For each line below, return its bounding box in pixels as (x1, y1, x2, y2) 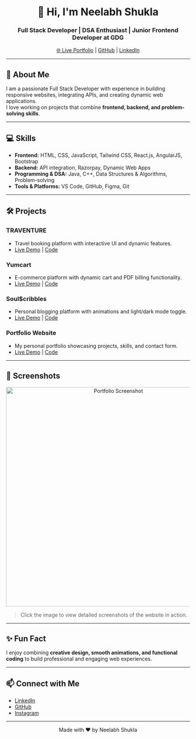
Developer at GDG (72, 33, 124, 42)
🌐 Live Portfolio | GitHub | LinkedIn (56, 47, 140, 54)
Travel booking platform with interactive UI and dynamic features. (14, 240, 172, 247)
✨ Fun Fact (6, 634, 47, 644)
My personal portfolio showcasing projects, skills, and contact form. (14, 342, 178, 349)
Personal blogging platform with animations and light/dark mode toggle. (14, 308, 187, 315)
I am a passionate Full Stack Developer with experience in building (6, 85, 165, 93)
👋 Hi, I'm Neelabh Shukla (37, 5, 159, 19)
